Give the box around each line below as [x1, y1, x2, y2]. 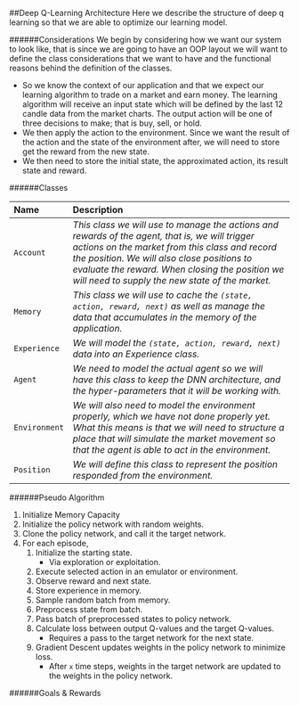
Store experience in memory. [35, 586, 142, 595]
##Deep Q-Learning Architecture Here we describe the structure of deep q [9, 8, 285, 18]
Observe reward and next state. [35, 576, 152, 586]
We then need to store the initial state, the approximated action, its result [21, 156, 289, 166]
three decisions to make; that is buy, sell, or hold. [21, 118, 203, 128]
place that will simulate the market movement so [72, 432, 276, 445]
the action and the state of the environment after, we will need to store [21, 137, 280, 147]
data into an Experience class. [72, 348, 200, 360]
